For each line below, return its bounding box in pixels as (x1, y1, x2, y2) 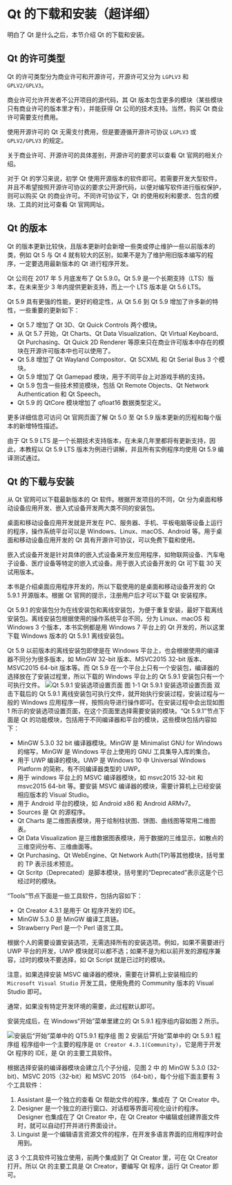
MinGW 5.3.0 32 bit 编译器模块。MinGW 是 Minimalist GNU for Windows (17, 739, 222, 747)
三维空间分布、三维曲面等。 (17, 842, 97, 851)
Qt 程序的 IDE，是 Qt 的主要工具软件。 (7, 1049, 116, 1057)
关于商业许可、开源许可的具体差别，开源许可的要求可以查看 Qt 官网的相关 (7, 151, 217, 159)
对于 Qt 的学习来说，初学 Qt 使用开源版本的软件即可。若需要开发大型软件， (7, 174, 221, 182)
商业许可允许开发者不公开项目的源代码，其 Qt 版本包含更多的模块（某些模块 (7, 95, 223, 104)
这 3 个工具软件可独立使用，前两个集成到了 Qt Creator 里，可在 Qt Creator (7, 1153, 218, 1162)
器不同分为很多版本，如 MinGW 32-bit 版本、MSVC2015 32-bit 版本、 (7, 655, 206, 663)
